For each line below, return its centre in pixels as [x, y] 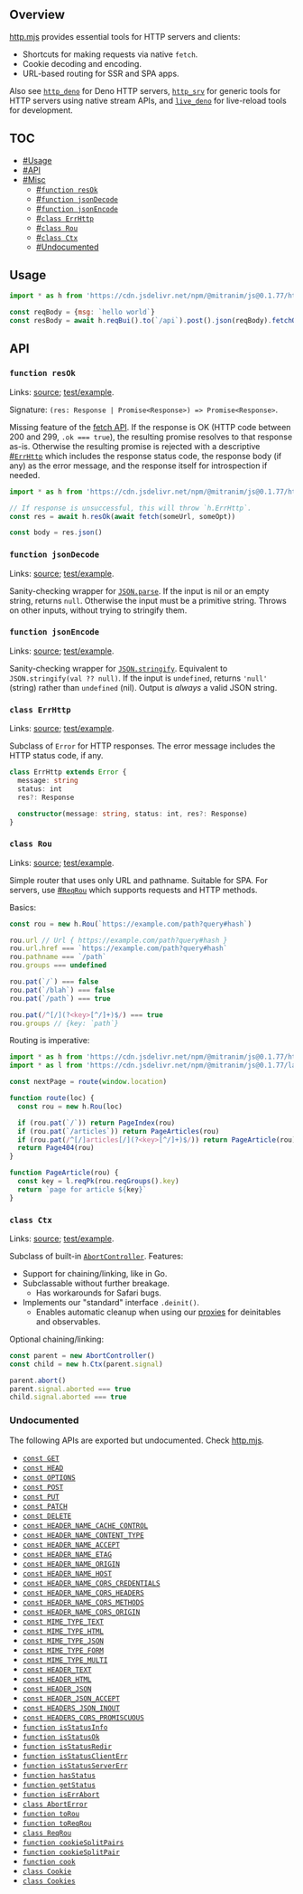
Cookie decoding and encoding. [82, 63]
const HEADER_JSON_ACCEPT [71, 1699]
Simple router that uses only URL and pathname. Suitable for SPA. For [138, 880]
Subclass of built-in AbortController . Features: [96, 1256]
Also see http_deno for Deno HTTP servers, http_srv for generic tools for [145, 90]
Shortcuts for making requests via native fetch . [110, 54]
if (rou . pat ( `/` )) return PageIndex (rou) [96, 1123]
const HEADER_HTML [57, 1679]
